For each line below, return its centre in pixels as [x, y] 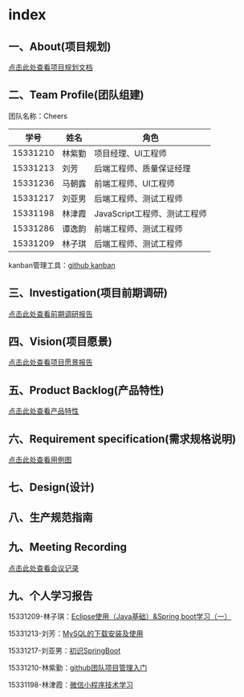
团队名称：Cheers [38, 116]
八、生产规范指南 [51, 517]
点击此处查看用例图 [40, 460]
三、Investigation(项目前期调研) [88, 293]
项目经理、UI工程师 [130, 153]
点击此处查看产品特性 [43, 411]
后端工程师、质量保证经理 [142, 168]
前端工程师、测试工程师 [138, 228]
